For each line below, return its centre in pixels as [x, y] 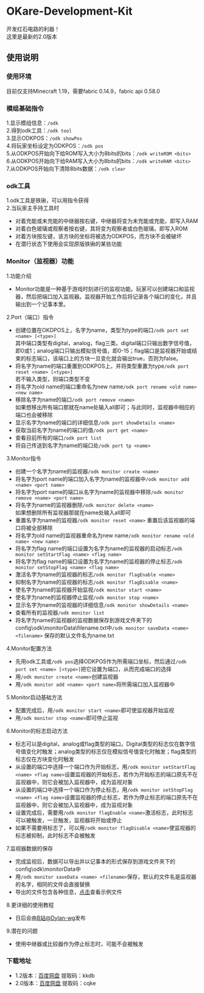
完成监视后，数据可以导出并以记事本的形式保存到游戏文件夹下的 [95, 861]
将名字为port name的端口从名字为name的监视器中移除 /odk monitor [99, 492]
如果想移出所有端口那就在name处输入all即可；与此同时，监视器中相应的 [105, 407]
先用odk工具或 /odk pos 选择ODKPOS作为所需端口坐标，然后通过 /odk [101, 661]
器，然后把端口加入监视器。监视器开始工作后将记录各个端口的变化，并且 [106, 296]
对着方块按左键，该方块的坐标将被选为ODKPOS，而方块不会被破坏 [98, 236]
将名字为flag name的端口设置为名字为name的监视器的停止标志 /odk [99, 561]
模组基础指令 [25, 108]
